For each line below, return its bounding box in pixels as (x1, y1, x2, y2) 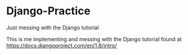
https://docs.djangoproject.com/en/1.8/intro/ (6, 42, 117, 49)
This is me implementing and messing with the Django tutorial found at (6, 35, 182, 42)
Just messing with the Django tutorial (6, 24, 99, 31)
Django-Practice (6, 4, 91, 18)
